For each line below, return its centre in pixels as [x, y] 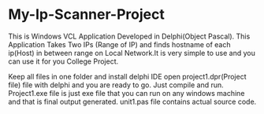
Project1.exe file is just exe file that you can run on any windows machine [126, 93]
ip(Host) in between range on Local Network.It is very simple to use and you [132, 53]
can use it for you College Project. [63, 61]
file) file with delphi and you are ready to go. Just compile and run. [116, 85]
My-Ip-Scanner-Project [87, 15]
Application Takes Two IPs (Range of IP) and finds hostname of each [119, 44]
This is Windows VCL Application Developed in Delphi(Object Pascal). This [129, 36]
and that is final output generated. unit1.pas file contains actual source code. [132, 101]
